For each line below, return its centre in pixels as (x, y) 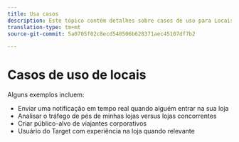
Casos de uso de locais (77, 75)
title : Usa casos (33, 14)
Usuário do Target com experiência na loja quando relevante (106, 131)
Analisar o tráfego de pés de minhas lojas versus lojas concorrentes (117, 116)
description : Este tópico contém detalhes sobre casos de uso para (110, 21)
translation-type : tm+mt (44, 27)
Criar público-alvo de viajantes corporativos (82, 124)
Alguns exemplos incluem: (46, 95)
